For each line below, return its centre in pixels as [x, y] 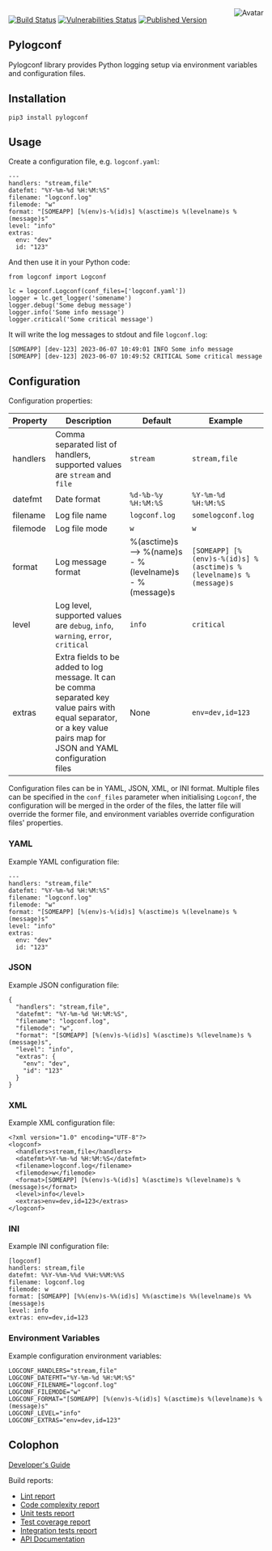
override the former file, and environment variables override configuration [132, 814]
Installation [37, 99]
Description [88, 421]
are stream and [83, 475]
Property [30, 421]
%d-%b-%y [146, 495]
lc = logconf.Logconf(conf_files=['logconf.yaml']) [97, 291]
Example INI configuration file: [59, 1247]
